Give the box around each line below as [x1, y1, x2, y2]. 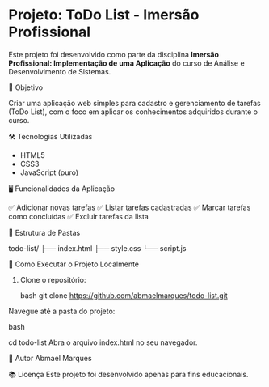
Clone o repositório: [19, 274, 86, 284]
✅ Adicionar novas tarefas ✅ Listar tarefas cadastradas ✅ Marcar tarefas [8, 202, 251, 212]
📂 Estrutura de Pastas [8, 228, 81, 237]
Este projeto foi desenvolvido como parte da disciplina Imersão [8, 49, 220, 59]
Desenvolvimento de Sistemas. [8, 66, 111, 76]
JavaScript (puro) [19, 168, 79, 177]
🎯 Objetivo [8, 83, 43, 92]
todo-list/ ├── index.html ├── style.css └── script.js [8, 243, 187, 253]
